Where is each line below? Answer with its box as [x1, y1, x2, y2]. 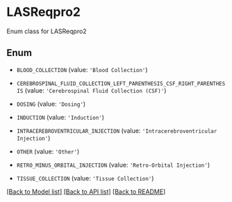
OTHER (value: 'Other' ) [16, 147, 80, 156]
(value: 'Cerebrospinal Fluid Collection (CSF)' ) [24, 86, 167, 94]
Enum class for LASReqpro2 [6, 27, 88, 35]
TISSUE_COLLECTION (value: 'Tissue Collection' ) [16, 174, 154, 182]
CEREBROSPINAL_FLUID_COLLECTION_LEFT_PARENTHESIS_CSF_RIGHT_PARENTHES [16, 80, 226, 87]
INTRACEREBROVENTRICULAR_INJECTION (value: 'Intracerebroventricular [16, 126, 217, 135]
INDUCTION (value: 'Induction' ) [16, 113, 105, 121]
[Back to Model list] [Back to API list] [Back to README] [6, 187, 166, 196]
